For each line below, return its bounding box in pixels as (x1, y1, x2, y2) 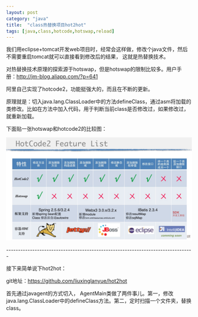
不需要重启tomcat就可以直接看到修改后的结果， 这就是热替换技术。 (6, 53, 169, 60)
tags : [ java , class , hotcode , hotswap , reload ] (6, 28, 115, 34)
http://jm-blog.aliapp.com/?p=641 (16, 73, 98, 80)
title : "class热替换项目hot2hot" (6, 22, 87, 28)
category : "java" (6, 15, 49, 22)
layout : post (6, 9, 38, 15)
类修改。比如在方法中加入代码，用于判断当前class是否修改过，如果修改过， (6, 105, 190, 113)
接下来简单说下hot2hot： (6, 265, 67, 272)
